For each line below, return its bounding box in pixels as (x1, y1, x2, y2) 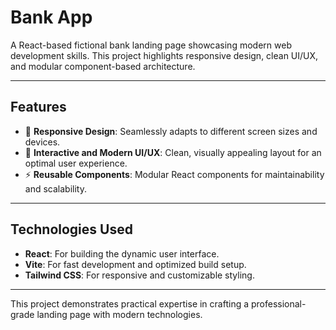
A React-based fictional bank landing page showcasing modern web (10, 39, 292, 51)
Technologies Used (10, 221, 133, 238)
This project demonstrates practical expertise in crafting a (10, 297, 250, 310)
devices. (24, 136, 61, 148)
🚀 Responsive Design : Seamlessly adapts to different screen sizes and (24, 125, 318, 137)
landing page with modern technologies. (36, 308, 203, 320)
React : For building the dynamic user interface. (24, 247, 220, 260)
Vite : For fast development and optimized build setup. (24, 258, 247, 270)
